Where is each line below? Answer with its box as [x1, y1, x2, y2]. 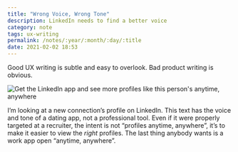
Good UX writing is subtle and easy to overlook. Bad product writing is [7, 64, 214, 71]
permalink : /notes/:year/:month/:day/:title [7, 37, 142, 44]
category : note [7, 24, 53, 31]
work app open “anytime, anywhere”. [7, 136, 116, 145]
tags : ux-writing [7, 30, 59, 38]
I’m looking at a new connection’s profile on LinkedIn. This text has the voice [7, 106, 232, 114]
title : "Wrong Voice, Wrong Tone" [7, 10, 110, 18]
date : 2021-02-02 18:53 [7, 44, 78, 51]
